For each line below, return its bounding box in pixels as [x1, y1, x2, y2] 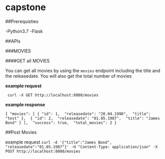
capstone [5, 2, 46, 13]
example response [5, 101, 46, 108]
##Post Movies [5, 129, 37, 135]
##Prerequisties [5, 18, 39, 24]
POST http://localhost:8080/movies [5, 149, 81, 154]
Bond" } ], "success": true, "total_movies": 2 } [5, 120, 117, 125]
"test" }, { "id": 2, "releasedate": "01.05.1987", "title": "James [5, 116, 160, 121]
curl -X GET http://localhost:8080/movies [7, 92, 99, 98]
